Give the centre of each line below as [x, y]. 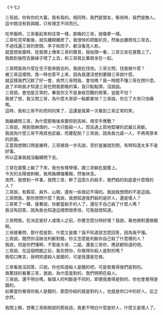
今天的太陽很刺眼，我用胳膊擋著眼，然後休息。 [52, 174]
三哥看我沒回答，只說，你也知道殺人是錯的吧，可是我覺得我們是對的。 [75, 267]
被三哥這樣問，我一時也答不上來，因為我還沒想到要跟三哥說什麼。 [71, 74]
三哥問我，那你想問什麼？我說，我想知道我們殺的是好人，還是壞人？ [73, 198]
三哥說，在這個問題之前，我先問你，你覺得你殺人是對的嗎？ [65, 251]
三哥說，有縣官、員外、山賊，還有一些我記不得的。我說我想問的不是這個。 [79, 192]
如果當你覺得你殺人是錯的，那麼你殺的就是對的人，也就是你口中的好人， [77, 291]
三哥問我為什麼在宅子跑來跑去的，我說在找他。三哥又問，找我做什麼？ [75, 68]
